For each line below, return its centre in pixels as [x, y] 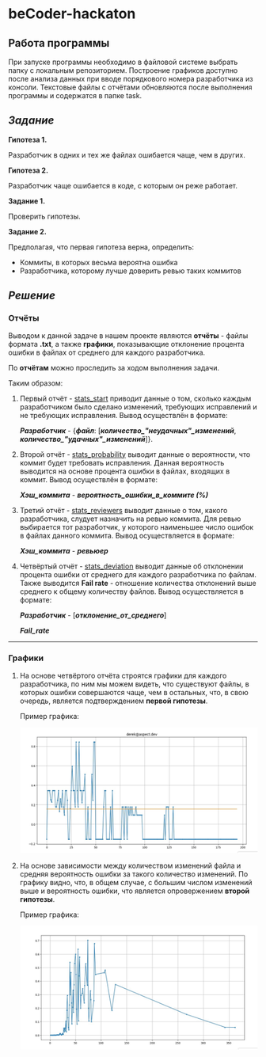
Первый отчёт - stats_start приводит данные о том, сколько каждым [135, 398]
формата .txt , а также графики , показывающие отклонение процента [126, 344]
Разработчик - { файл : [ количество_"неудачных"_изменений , [128, 430]
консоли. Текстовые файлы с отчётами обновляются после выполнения [130, 87]
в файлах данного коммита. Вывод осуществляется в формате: [127, 535]
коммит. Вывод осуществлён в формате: [89, 479]
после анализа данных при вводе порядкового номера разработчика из [131, 79]
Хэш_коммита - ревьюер [64, 550]
